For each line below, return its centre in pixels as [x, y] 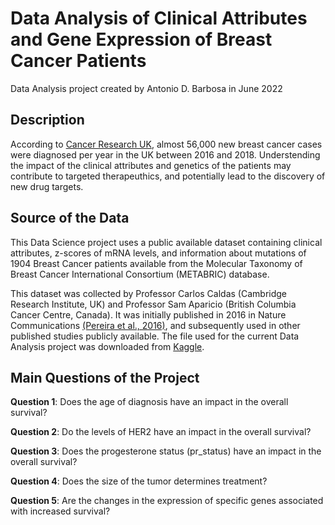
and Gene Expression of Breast [141, 39]
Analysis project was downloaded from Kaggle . [107, 346]
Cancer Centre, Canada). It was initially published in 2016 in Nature [148, 314]
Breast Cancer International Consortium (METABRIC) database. [140, 274]
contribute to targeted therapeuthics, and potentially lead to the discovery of [168, 176]
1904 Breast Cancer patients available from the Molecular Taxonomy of [156, 263]
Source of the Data [70, 218]
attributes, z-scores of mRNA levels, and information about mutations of [158, 253]
